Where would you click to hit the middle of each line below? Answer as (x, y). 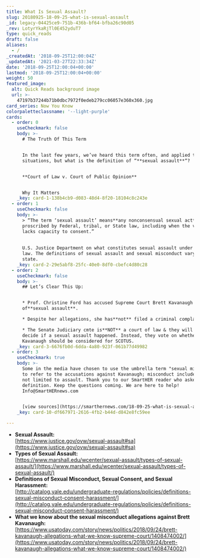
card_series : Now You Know (40, 106)
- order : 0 (25, 123)
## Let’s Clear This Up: (53, 287)
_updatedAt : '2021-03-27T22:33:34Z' (51, 61)
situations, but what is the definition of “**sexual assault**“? (106, 161)
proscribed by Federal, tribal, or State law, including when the (106, 226)
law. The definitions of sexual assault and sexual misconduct (102, 254)
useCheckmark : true (41, 358)
